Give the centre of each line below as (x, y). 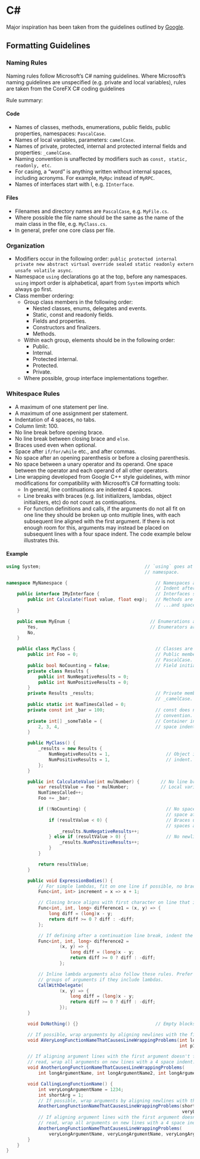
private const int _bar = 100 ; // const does (109, 710)
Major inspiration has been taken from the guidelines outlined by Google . (95, 27)
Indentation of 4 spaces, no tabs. (55, 420)
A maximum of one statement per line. (62, 406)
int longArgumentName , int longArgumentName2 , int (102, 1074)
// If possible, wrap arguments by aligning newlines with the (107, 1035)
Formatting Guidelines (48, 46)
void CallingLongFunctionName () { (70, 1084)
